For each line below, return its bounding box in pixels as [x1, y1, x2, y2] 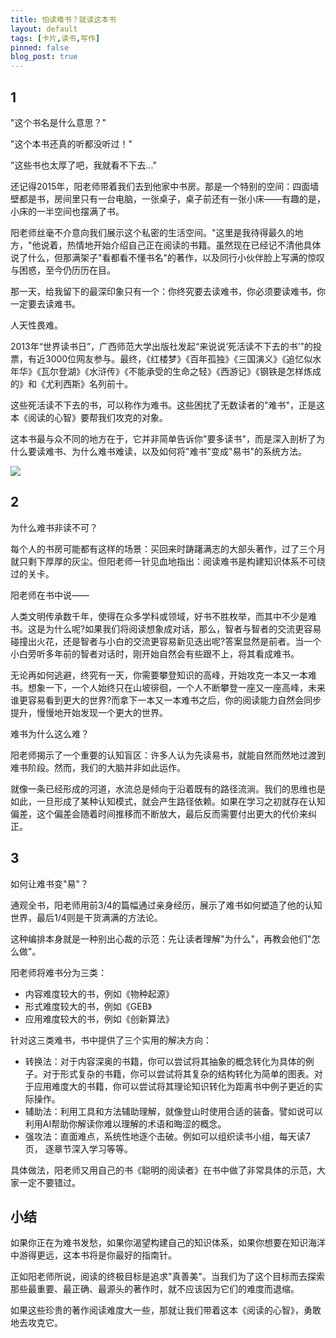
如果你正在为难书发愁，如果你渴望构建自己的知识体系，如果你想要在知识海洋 [10, 1237, 326, 1249]
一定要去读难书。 [10, 297, 81, 310]
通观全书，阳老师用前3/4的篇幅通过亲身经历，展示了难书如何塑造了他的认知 [10, 899, 323, 911]
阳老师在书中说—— [10, 589, 90, 601]
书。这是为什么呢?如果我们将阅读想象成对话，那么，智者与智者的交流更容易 [10, 622, 322, 635]
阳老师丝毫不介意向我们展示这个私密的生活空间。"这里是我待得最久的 [10, 226, 295, 238]
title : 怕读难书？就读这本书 [10, 14, 117, 25]
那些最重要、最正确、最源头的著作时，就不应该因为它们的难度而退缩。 [10, 1283, 300, 1295]
